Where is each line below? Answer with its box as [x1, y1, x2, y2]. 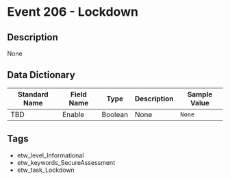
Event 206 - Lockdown [7, 4, 139, 20]
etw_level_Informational [16, 151, 84, 159]
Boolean [101, 110, 129, 119]
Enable [62, 110, 85, 119]
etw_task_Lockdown [16, 166, 75, 174]
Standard [17, 90, 49, 99]
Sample [187, 90, 213, 99]
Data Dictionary [7, 69, 75, 81]
